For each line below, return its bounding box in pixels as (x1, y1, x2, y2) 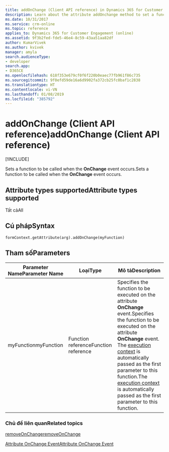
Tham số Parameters (5, 249, 70, 257)
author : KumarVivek (5, 40, 46, 45)
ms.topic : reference (5, 26, 49, 31)
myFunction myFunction (8, 341, 63, 348)
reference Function (68, 341, 112, 348)
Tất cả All (5, 207, 24, 213)
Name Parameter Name (8, 270, 64, 277)
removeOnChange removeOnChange (5, 431, 81, 437)
